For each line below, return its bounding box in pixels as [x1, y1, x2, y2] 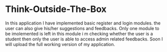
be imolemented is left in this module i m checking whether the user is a [5, 30, 153, 36]
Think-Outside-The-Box [5, 3, 106, 15]
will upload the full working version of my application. [5, 41, 115, 47]
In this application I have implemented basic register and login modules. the [5, 20, 161, 26]
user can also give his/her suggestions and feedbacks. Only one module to [5, 25, 159, 31]
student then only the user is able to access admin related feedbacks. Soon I [5, 36, 163, 42]
